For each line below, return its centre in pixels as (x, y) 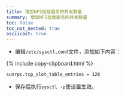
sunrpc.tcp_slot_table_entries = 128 (53, 75)
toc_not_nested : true (33, 28)
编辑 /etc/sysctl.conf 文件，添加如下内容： (68, 52)
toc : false (20, 23)
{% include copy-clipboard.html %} (50, 64)
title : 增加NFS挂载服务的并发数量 (44, 12)
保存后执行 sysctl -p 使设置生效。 (56, 86)
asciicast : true (26, 34)
